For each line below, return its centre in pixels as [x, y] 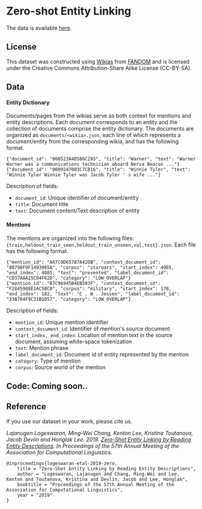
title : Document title [41, 205]
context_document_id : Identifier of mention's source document [93, 329]
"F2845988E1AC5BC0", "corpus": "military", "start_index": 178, [89, 289]
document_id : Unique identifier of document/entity [77, 198]
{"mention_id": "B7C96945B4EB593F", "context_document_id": [84, 283]
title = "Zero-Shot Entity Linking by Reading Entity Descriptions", [107, 468]
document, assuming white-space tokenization [73, 341]
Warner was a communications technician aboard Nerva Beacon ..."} [93, 165]
